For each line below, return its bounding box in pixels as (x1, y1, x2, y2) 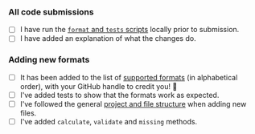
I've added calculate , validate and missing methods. (19, 116, 198, 126)
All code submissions (8, 6, 94, 18)
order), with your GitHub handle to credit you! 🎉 (19, 81, 178, 91)
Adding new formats (8, 55, 90, 66)
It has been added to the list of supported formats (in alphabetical (19, 72, 238, 82)
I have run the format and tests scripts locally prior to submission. (19, 25, 240, 35)
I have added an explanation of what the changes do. (19, 34, 196, 43)
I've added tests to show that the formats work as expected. (19, 90, 220, 99)
